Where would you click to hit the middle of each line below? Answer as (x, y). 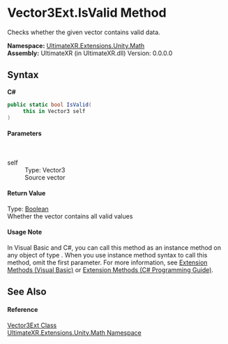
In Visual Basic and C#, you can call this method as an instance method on (114, 247)
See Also (27, 292)
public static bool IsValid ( (50, 105)
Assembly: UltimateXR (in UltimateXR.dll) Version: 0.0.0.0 (90, 53)
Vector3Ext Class (32, 325)
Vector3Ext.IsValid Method (87, 13)
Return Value (26, 193)
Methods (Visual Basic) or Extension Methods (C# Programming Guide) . (111, 269)
